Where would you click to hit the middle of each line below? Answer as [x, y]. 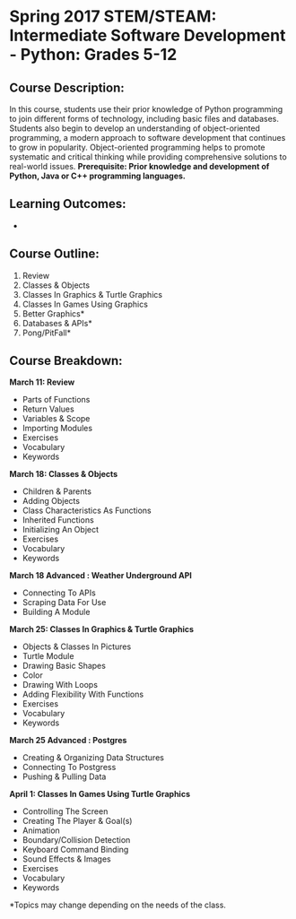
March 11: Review [42, 382]
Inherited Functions [58, 520]
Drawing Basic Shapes [64, 666]
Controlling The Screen [65, 811]
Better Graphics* [53, 313]
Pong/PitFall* [47, 333]
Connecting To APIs [59, 593]
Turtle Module [48, 656]
